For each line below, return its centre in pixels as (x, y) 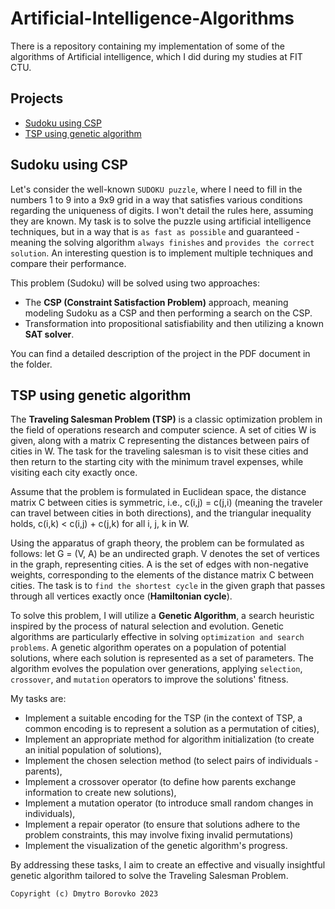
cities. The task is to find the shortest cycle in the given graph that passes (168, 586)
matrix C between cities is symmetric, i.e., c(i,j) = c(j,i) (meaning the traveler (166, 503)
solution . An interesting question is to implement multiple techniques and (161, 253)
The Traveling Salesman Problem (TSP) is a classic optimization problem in (166, 419)
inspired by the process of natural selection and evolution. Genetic (147, 626)
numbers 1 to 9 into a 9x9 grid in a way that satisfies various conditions (156, 199)
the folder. (31, 364)
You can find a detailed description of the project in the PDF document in (160, 353)
